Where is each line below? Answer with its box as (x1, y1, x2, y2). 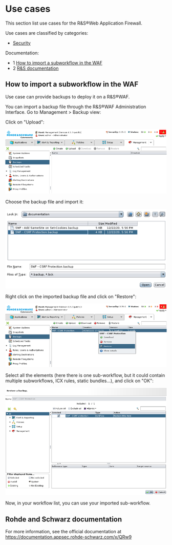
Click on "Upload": (5, 119, 45, 125)
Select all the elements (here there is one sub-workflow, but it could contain (5, 372, 165, 379)
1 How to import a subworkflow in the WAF (12, 59, 102, 66)
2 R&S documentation (12, 65, 59, 71)
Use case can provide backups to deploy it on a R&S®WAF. (5, 93, 130, 100)
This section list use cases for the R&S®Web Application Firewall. (5, 20, 142, 26)
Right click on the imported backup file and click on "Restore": (5, 294, 137, 300)
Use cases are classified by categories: (5, 30, 89, 36)
